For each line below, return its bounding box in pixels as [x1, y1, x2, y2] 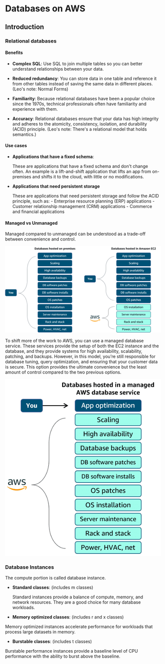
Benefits [5, 50, 23, 56]
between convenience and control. [5, 236, 76, 242]
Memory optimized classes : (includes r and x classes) [12, 614, 124, 620]
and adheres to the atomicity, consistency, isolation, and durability [12, 121, 147, 126]
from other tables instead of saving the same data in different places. [12, 81, 153, 86]
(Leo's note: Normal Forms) [12, 86, 69, 92]
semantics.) [12, 131, 37, 137]
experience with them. [12, 106, 58, 112]
